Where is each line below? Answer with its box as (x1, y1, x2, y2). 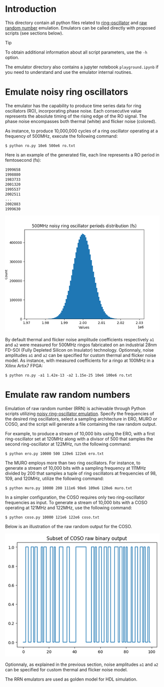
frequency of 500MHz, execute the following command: (5, 133, 118, 139)
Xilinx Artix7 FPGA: (5, 362, 43, 368)
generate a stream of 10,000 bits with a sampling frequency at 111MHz (5, 465, 146, 471)
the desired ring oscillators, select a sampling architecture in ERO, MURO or (5, 416, 158, 421)
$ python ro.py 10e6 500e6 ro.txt (5, 143, 76, 148)
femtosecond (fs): (5, 157, 42, 163)
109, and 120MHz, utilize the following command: (5, 476, 104, 481)
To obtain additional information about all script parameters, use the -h (5, 49, 148, 55)
